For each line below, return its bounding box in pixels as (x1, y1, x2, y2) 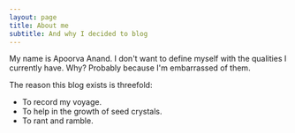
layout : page (9, 12, 57, 22)
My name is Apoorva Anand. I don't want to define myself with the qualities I (9, 54, 287, 64)
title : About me (9, 21, 69, 30)
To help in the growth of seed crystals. (21, 107, 163, 117)
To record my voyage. (21, 97, 102, 107)
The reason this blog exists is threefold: (9, 80, 153, 91)
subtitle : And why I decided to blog (9, 29, 148, 38)
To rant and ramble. (21, 115, 95, 126)
